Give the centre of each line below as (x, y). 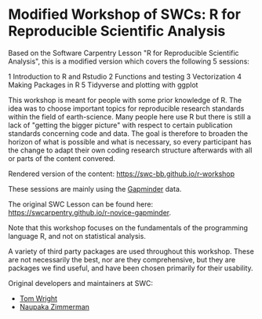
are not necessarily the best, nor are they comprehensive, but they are (122, 259)
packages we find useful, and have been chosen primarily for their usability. (131, 268)
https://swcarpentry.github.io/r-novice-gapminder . (90, 212)
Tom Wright (38, 298)
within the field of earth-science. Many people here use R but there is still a (129, 116)
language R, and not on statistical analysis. (77, 236)
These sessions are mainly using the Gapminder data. (95, 189)
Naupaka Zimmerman (55, 306)
